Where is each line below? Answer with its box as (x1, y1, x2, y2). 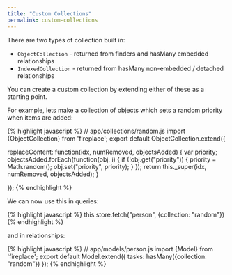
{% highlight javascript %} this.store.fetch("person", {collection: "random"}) (7, 210, 225, 219)
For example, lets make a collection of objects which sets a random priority (7, 106, 223, 114)
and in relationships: (7, 231, 65, 239)
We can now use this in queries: (7, 196, 99, 205)
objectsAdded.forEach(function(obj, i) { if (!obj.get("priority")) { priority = (7, 155, 217, 164)
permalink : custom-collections (7, 17, 98, 24)
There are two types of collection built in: (7, 36, 125, 44)
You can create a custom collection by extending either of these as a (7, 85, 204, 93)
